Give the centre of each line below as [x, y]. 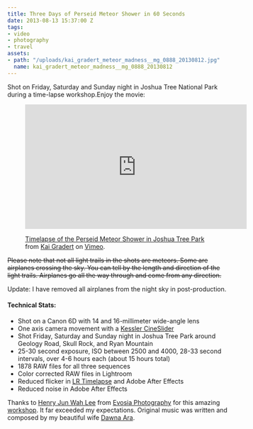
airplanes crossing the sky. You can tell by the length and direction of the [114, 267]
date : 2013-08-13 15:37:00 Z [50, 21]
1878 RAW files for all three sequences [74, 366]
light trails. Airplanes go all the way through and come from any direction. [114, 275]
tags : [15, 27]
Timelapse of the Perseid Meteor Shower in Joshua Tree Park [115, 239]
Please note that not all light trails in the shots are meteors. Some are [108, 260]
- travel [20, 47]
